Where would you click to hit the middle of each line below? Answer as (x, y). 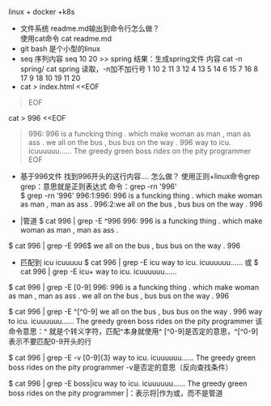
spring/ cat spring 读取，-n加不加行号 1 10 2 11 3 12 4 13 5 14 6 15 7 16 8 (139, 69)
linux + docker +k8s (42, 12)
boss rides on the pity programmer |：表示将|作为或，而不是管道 (116, 393)
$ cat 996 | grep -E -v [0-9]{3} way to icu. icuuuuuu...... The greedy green (132, 357)
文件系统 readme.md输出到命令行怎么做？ (90, 28)
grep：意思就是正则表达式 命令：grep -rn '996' (98, 186)
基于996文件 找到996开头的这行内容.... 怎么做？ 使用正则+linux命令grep (140, 176)
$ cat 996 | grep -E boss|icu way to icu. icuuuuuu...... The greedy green (128, 383)
